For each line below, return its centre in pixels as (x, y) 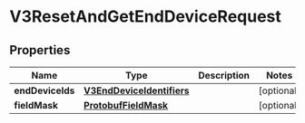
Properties (40, 50)
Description (224, 76)
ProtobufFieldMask (126, 105)
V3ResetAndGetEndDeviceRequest (145, 17)
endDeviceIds (44, 90)
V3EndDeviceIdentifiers (136, 90)
